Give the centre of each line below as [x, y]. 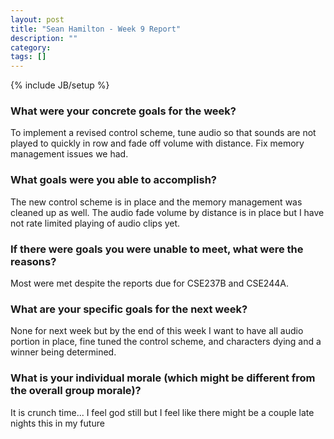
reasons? [33, 261]
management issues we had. [69, 154]
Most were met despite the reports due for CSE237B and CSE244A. [149, 283]
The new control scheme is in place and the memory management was [156, 202]
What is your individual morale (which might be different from [163, 378]
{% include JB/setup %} [60, 85]
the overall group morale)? [76, 391]
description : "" [44, 38]
